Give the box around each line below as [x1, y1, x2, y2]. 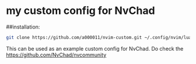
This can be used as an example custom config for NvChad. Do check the [6, 45, 184, 52]
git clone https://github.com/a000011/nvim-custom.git [6, 34, 142, 40]
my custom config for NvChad [6, 4, 156, 17]
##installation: [6, 23, 40, 30]
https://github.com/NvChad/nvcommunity [6, 51, 107, 58]
